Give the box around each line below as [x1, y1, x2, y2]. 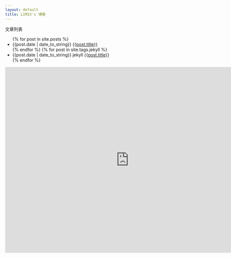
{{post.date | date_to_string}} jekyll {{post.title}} [12, 52, 110, 57]
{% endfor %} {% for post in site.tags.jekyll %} [12, 47, 108, 52]
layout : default [5, 7, 38, 12]
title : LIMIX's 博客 [5, 12, 46, 17]
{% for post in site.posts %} [12, 36, 69, 42]
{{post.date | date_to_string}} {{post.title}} [12, 41, 98, 47]
